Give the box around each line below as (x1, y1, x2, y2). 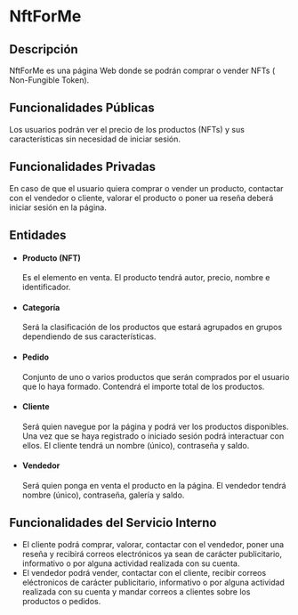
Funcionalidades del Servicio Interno (9, 515, 217, 530)
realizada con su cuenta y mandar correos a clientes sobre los (21, 586, 251, 597)
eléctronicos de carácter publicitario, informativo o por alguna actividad (21, 577, 285, 587)
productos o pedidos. (21, 595, 101, 606)
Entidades (9, 228, 67, 243)
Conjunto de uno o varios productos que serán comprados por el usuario (21, 371, 290, 382)
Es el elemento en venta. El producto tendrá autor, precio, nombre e (21, 272, 270, 283)
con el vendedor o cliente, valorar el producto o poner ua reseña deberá (9, 192, 274, 203)
